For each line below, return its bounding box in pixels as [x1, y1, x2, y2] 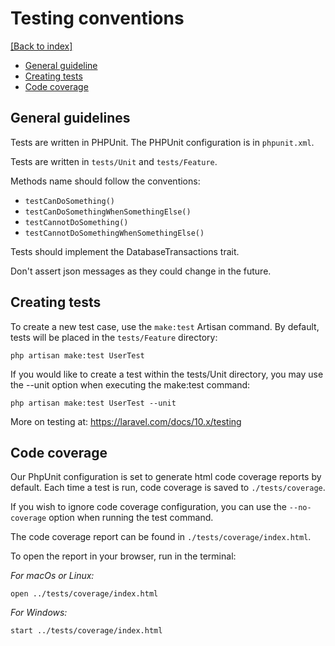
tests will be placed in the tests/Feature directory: [10, 331, 218, 343]
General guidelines [10, 110, 131, 127]
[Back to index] [10, 40, 73, 52]
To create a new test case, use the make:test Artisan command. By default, [10, 320, 320, 332]
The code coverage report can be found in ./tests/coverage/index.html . [10, 531, 312, 543]
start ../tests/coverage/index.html [10, 626, 163, 636]
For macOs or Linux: [10, 570, 95, 582]
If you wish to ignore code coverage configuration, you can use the [10, 501, 287, 513]
